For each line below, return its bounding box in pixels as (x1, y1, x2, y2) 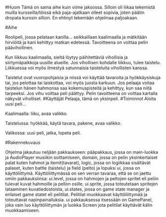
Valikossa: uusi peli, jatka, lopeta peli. (5, 130, 81, 136)
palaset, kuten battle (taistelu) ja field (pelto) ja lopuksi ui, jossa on (5, 165, 140, 171)
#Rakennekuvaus (5, 139, 41, 145)
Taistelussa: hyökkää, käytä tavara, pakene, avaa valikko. (5, 120, 122, 126)
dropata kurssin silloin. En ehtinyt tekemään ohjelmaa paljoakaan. (5, 15, 139, 20)
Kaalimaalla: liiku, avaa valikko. (5, 110, 68, 116)
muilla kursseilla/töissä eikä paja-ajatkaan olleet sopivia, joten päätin (5, 9, 145, 15)
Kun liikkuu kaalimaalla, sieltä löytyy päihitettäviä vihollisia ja (5, 54, 128, 60)
